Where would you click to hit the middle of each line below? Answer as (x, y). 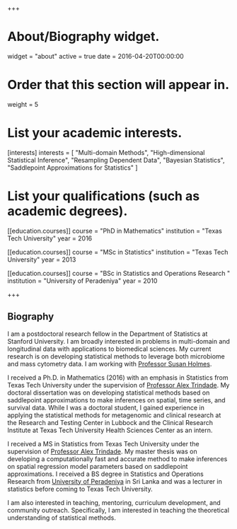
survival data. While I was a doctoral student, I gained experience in (106, 407)
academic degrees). (68, 211)
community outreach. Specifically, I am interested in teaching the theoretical (118, 510)
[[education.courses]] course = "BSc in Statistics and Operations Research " (119, 273)
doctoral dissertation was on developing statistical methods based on (109, 393)
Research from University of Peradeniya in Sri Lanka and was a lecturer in (115, 481)
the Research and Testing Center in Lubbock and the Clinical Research (110, 422)
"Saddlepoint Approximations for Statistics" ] (73, 168)
